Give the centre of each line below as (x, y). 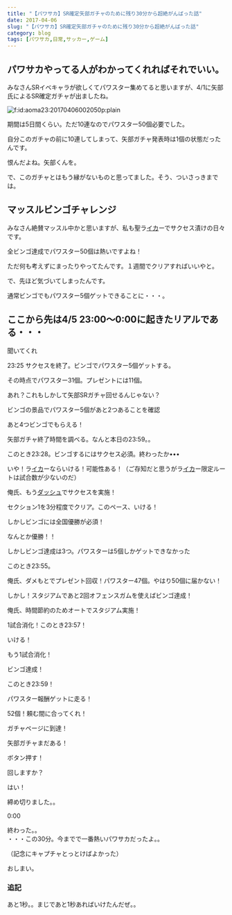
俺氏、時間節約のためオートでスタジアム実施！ (74, 610)
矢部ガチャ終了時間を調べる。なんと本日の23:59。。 (81, 439)
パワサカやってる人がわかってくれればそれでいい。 (116, 69)
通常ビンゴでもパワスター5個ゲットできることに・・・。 (88, 295)
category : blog (29, 33)
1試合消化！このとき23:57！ (47, 625)
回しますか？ (25, 772)
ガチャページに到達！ (37, 728)
